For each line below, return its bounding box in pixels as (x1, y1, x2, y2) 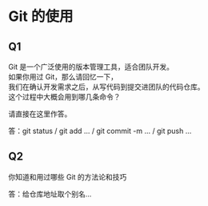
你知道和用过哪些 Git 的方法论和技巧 (8, 172, 127, 181)
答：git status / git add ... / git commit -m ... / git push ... (8, 126, 192, 135)
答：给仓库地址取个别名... (8, 189, 92, 199)
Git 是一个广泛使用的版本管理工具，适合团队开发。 (8, 62, 174, 71)
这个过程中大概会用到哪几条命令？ (8, 92, 121, 101)
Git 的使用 (8, 7, 74, 26)
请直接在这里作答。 (8, 109, 72, 119)
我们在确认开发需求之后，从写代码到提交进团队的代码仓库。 (8, 82, 205, 91)
